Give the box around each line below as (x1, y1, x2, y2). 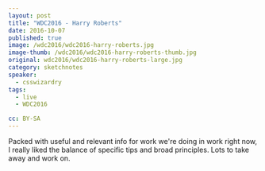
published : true (8, 33, 62, 42)
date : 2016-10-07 (8, 26, 66, 34)
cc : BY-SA (8, 115, 41, 123)
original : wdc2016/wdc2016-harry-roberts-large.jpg (8, 56, 182, 64)
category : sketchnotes (8, 64, 83, 72)
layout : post (8, 11, 52, 20)
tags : (8, 85, 26, 94)
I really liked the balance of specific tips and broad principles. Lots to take (8, 145, 250, 154)
